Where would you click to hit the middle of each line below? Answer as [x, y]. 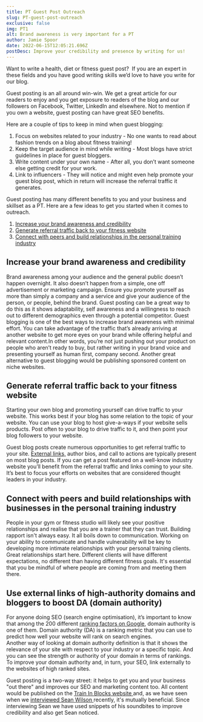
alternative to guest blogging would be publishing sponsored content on [96, 360]
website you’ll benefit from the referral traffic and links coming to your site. [100, 466]
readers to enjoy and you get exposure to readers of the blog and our [93, 99]
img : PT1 [17, 29]
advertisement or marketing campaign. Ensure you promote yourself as [95, 290]
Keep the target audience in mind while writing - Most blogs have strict [104, 148]
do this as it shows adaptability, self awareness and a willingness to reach [98, 309]
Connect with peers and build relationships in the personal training [98, 236]
